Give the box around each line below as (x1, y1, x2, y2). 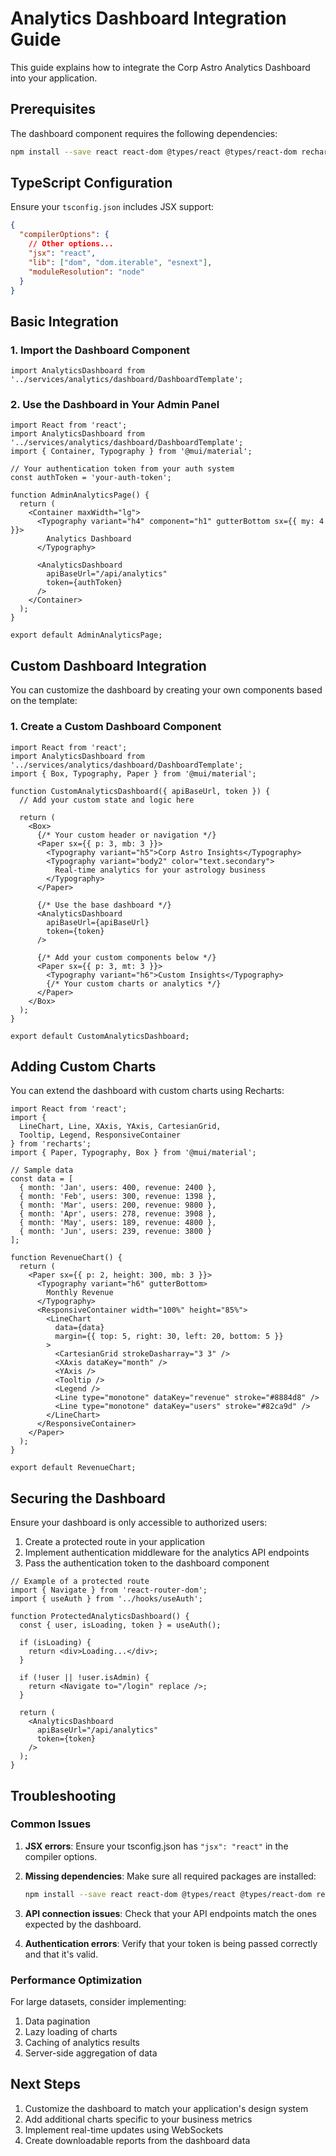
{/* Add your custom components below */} (36, 952, 217, 962)
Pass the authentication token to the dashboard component (24, 1557, 270, 1569)
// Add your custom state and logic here (19, 795, 195, 805)
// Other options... (28, 239, 114, 249)
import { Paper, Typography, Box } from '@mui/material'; (10, 1148, 257, 1158)
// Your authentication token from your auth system (10, 464, 235, 474)
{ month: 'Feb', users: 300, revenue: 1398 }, (19, 1192, 217, 1202)
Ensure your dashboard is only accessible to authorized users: (10, 1517, 268, 1529)
